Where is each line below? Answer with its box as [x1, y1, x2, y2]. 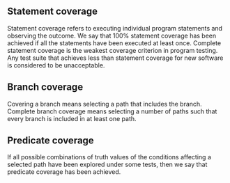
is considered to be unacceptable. [7, 61, 105, 69]
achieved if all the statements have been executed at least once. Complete [7, 38, 222, 47]
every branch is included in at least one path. [7, 114, 137, 122]
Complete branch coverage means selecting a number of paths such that [7, 107, 217, 116]
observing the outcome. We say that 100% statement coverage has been [7, 31, 217, 40]
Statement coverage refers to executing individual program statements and [7, 24, 223, 32]
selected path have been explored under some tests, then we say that [7, 160, 208, 169]
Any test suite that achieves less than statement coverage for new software [7, 54, 224, 62]
